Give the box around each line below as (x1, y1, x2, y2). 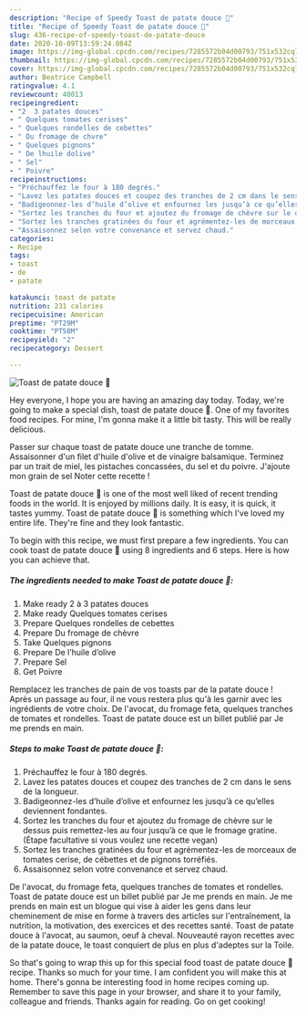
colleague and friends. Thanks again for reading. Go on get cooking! (9, 996, 266, 1007)
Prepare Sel (22, 656, 67, 667)
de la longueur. (22, 786, 79, 797)
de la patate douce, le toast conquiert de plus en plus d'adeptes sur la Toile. (9, 939, 294, 950)
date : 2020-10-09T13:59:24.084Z (9, 38, 132, 48)
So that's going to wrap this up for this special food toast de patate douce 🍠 (9, 957, 293, 968)
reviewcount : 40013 (9, 89, 84, 99)
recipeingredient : (9, 98, 79, 108)
